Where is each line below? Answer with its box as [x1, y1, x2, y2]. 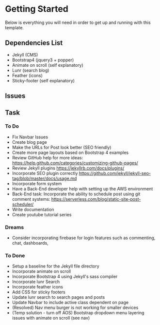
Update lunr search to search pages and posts [12, 294, 105, 300]
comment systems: [12, 196, 50, 202]
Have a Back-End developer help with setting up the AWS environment [12, 186, 153, 191]
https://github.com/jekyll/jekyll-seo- [79, 170, 151, 176]
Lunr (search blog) [12, 67, 49, 73]
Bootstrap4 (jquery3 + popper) [12, 57, 74, 63]
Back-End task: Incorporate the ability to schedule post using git [12, 191, 141, 197]
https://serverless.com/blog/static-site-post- [51, 196, 141, 202]
